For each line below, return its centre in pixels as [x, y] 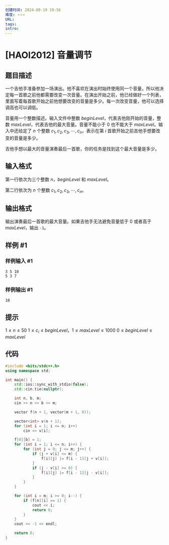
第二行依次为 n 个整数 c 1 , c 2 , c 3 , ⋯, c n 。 [46, 191]
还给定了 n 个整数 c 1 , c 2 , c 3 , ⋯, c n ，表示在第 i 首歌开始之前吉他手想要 [85, 131]
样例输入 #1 [19, 261]
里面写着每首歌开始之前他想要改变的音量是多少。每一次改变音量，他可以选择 [84, 101]
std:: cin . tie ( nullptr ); [39, 389]
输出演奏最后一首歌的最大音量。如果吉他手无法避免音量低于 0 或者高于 [78, 221]
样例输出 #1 [19, 289]
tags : [11, 24]
